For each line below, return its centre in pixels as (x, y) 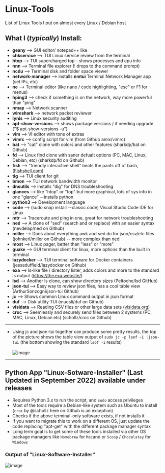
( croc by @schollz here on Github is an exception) (63, 410)
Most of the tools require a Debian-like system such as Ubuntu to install (84, 405)
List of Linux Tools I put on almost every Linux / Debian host (66, 23)
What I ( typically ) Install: (44, 38)
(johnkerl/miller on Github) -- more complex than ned (66, 239)
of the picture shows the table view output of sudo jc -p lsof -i (78, 337)
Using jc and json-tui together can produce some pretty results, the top (84, 331)
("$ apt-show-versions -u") (40, 129)
